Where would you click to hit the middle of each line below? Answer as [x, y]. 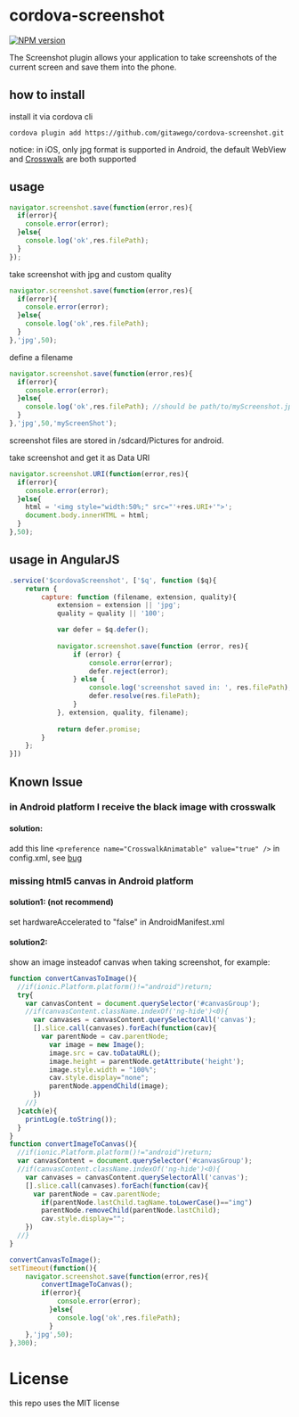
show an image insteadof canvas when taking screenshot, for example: [140, 962]
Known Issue [46, 782]
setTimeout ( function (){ [53, 1268]
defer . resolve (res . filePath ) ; [145, 696]
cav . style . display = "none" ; [99, 1078]
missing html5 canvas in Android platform [101, 881]
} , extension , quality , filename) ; [123, 713]
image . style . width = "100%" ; [103, 1070]
